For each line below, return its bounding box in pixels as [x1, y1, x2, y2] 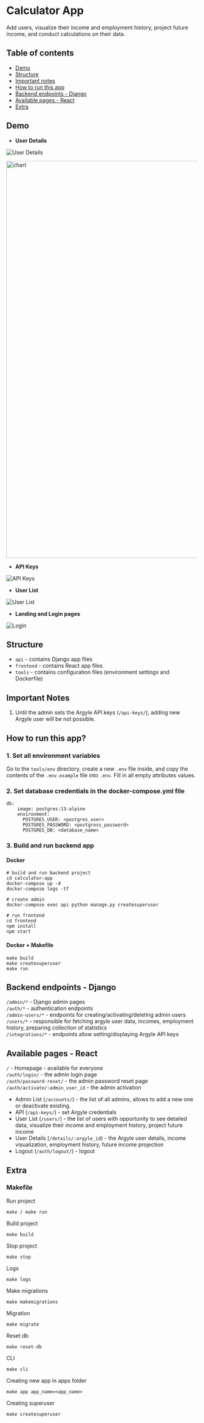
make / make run [6, 1209, 47, 1215]
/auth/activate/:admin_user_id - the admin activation [6, 1084, 141, 1091]
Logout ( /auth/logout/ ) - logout [15, 1148, 95, 1155]
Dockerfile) [15, 675, 44, 682]
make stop [6, 1254, 32, 1260]
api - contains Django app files [15, 655, 93, 663]
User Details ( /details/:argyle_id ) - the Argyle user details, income [15, 1134, 186, 1142]
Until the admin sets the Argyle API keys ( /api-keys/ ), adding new [15, 709, 180, 716]
